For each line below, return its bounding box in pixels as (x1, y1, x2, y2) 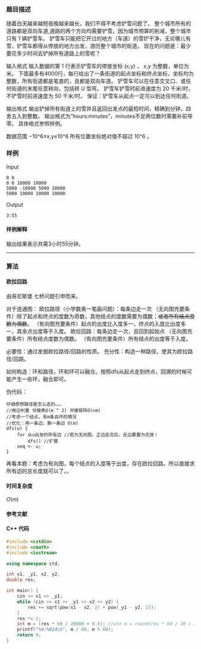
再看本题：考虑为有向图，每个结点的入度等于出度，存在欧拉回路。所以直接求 (6, 460, 195, 467)
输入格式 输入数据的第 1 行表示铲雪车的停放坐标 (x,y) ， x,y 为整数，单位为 (6, 63, 190, 70)
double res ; (6, 577, 36, 583)
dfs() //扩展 (28, 438, 59, 444)
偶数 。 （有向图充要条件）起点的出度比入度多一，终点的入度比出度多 (16, 320, 186, 327)
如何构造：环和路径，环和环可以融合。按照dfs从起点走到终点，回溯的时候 (6, 368, 187, 375)
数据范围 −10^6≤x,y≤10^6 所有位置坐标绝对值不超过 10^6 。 (6, 133, 153, 140)
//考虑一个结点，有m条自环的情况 (6, 414, 77, 420)
